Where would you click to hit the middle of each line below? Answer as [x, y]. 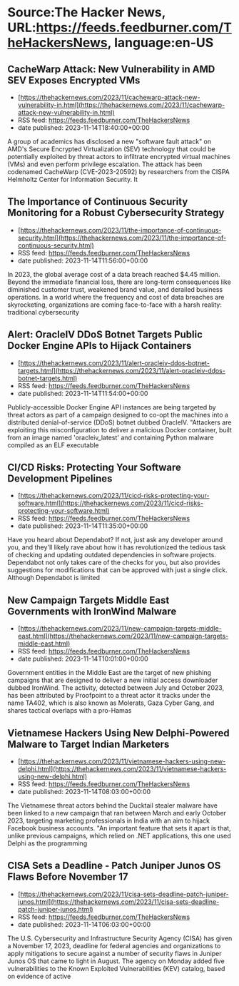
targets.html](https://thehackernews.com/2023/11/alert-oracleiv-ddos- [122, 370]
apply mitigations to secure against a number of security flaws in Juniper [115, 953]
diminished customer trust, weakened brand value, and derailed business [115, 289]
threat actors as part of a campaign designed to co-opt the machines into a [118, 415]
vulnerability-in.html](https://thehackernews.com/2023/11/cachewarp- [121, 105]
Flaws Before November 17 [68, 877]
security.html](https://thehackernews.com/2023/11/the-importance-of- [122, 238]
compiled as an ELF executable [53, 445]
